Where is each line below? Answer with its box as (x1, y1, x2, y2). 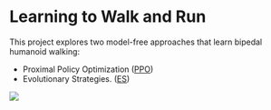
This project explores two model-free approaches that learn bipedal (9, 36, 263, 47)
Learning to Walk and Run (9, 6, 207, 27)
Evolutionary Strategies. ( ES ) (22, 73, 131, 84)
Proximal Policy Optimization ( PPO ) (22, 64, 154, 75)
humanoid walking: (9, 45, 80, 56)
